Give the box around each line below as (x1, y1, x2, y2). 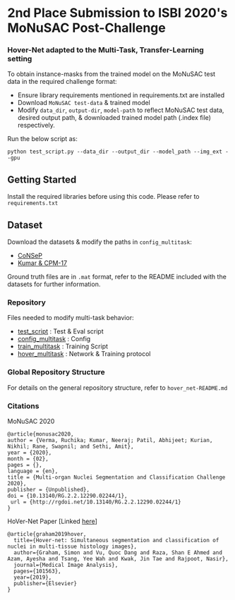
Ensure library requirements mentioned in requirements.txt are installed (17, 91, 225, 99)
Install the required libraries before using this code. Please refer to (7, 192, 200, 201)
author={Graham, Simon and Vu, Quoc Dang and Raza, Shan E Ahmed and (13, 549, 222, 556)
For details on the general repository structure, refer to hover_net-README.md (7, 383, 228, 392)
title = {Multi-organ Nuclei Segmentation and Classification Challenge (7, 474, 226, 481)
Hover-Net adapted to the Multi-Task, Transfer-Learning (7, 45, 205, 55)
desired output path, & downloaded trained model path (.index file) (17, 114, 212, 122)
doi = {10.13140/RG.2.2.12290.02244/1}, (7, 492, 128, 499)
